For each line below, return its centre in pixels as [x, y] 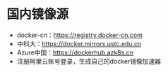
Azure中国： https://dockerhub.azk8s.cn [75, 52]
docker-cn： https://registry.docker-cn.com [79, 35]
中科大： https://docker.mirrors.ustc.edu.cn [79, 43]
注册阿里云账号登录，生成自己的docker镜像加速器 [89, 61]
